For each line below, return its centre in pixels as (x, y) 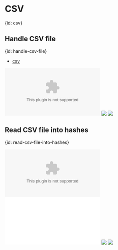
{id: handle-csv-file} (26, 51)
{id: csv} (14, 23)
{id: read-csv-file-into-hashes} (37, 142)
